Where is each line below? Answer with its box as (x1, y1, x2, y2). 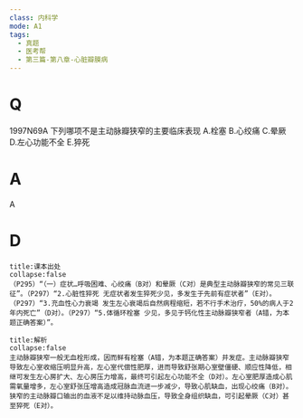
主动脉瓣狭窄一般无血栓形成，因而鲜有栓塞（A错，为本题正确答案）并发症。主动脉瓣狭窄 (9, 353, 289, 362)
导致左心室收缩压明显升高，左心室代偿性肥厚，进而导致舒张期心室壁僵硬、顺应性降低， (9, 363, 286, 372)
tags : (9, 30, 30, 39)
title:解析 (9, 336, 48, 345)
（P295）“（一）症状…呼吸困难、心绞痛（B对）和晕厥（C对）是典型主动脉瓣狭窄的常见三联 (9, 280, 295, 289)
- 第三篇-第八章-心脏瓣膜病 (17, 55, 109, 64)
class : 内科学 (9, 13, 59, 23)
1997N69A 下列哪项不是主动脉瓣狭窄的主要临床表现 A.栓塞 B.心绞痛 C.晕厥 (9, 125, 287, 136)
